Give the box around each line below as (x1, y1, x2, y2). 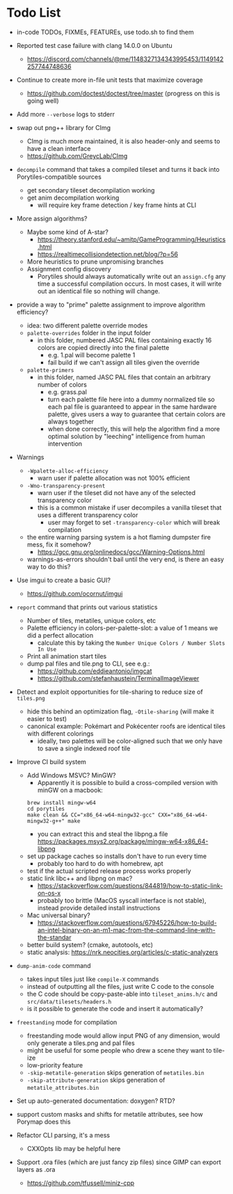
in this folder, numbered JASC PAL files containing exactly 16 (37, 336, 212, 344)
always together (47, 417, 95, 426)
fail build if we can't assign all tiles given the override (47, 358, 200, 366)
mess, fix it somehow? (26, 540, 92, 549)
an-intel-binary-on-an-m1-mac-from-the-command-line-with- (37, 926, 216, 934)
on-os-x (37, 889, 61, 897)
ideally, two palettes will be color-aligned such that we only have (37, 736, 223, 745)
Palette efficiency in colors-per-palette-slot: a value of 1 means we (26, 624, 218, 632)
